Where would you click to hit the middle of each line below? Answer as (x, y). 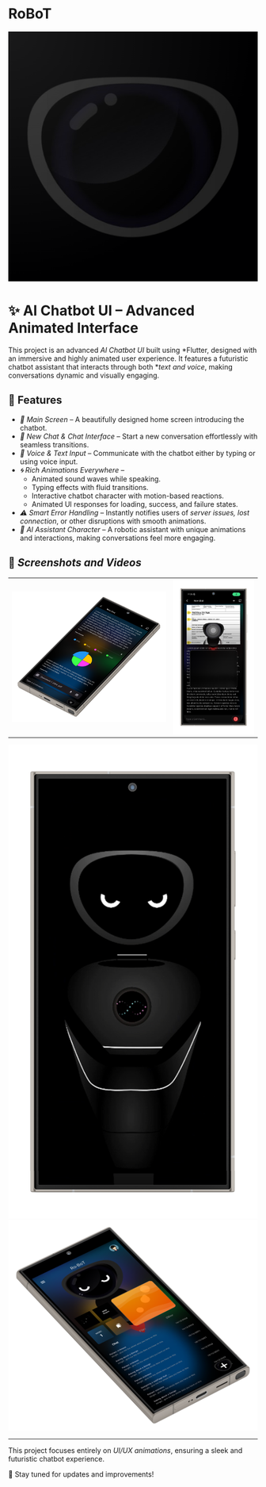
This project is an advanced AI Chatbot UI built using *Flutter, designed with (133, 350)
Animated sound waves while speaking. (96, 479)
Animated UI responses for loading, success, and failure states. (135, 504)
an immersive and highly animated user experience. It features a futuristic (128, 358)
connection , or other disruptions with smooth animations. (113, 521)
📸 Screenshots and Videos (75, 563)
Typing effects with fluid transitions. (90, 487)
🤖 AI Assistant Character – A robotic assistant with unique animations (133, 529)
